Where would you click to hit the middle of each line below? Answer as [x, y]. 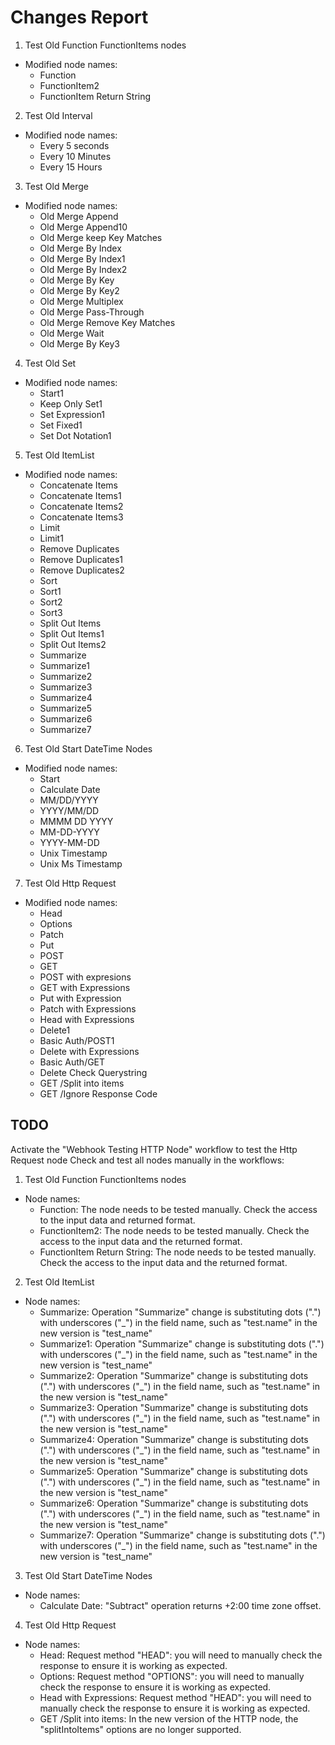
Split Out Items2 [73, 644]
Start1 [51, 393]
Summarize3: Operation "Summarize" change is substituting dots [174, 1407]
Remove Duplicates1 [81, 559]
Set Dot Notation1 [75, 435]
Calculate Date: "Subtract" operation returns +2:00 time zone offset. [180, 1605]
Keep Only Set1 [71, 403]
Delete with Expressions [89, 1051]
